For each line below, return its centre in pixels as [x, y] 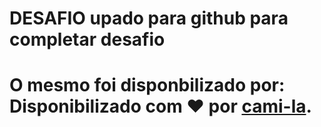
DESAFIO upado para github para [149, 18]
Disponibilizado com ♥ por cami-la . [160, 106]
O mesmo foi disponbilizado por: [147, 85]
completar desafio [87, 39]
